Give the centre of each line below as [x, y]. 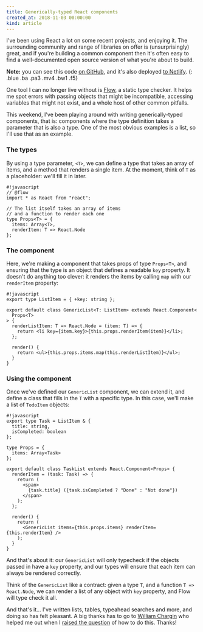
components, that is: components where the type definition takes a [90, 121]
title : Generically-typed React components [62, 12]
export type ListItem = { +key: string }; [61, 299]
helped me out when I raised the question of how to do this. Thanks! [92, 623]
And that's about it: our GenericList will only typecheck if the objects [93, 560]
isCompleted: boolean [39, 432]
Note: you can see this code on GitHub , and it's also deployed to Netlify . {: [99, 72]
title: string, [31, 426]
